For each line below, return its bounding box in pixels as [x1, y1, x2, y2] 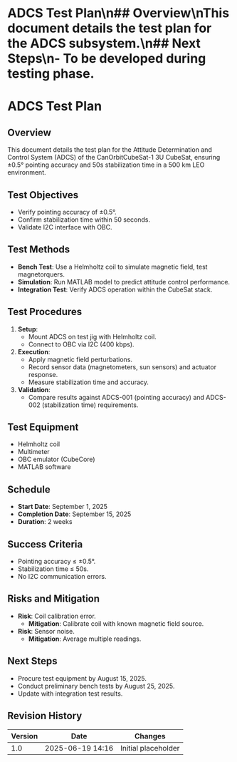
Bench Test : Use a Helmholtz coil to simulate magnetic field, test [17, 262, 208, 271]
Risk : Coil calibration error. [17, 612, 96, 620]
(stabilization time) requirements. [41, 401, 139, 409]
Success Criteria [7, 538, 83, 550]
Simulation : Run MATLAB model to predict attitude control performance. [17, 277, 230, 286]
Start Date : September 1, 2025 [17, 503, 108, 511]
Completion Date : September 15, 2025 [17, 510, 132, 518]
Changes [134, 731, 166, 741]
